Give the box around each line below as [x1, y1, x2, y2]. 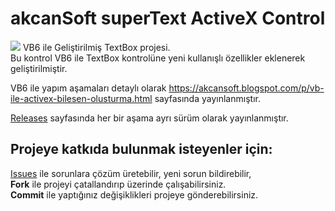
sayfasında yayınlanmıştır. [154, 92, 261, 104]
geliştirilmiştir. [10, 62, 68, 74]
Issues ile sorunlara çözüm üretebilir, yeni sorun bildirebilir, [10, 167, 252, 179]
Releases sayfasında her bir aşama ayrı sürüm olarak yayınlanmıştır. [10, 112, 289, 124]
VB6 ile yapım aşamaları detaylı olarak [10, 82, 167, 94]
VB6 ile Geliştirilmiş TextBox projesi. [22, 41, 171, 53]
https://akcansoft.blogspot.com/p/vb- [168, 82, 325, 94]
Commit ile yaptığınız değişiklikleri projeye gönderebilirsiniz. [10, 188, 259, 201]
